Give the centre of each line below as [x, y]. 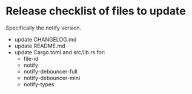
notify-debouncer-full [50, 71]
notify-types [39, 84]
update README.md [40, 46]
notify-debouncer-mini [52, 78]
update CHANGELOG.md [45, 39]
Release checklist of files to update [96, 11]
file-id [31, 58]
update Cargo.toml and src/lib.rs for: [60, 52]
